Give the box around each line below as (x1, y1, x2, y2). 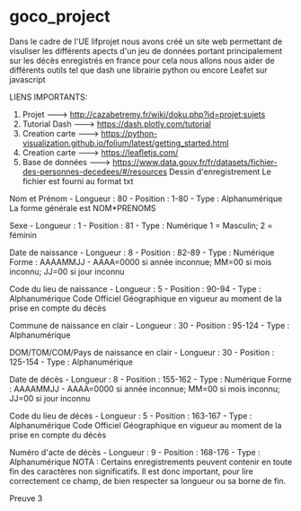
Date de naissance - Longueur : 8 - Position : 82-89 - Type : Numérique (9, 247, 275, 258)
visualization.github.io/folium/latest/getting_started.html (22, 137, 229, 148)
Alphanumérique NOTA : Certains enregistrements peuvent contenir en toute (9, 456, 293, 467)
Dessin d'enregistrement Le (169, 166, 271, 177)
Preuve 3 (9, 492, 43, 504)
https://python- (101, 128, 158, 138)
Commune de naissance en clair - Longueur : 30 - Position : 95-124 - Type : (9, 320, 290, 330)
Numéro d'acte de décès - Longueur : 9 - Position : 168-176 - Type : (9, 446, 261, 457)
